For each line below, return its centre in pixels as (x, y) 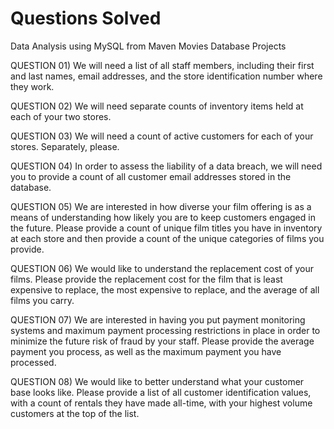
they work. (32, 86)
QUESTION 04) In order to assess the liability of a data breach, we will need (166, 166)
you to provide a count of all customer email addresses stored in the (151, 176)
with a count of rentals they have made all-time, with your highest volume (161, 403)
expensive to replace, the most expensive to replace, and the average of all (165, 289)
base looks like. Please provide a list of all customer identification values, (161, 392)
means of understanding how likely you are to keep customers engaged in (163, 217)
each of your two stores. (61, 116)
